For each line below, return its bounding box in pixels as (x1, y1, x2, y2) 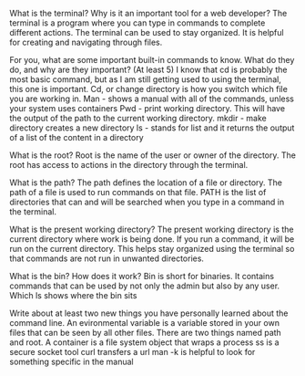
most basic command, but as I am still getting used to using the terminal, (9, 74, 282, 85)
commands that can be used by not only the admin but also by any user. (9, 280, 280, 291)
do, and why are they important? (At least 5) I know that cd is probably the (9, 64, 288, 75)
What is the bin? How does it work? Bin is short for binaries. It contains (9, 271, 275, 281)
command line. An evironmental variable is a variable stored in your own (9, 318, 280, 328)
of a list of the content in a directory (9, 132, 144, 142)
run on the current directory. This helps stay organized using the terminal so (9, 244, 295, 254)
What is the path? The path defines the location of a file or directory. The (9, 177, 282, 188)
